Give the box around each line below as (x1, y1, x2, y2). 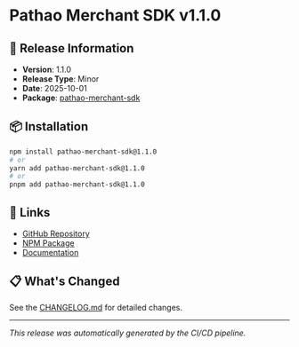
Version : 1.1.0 (21, 64, 72, 75)
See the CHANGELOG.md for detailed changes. (9, 302, 183, 312)
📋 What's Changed (9, 274, 120, 289)
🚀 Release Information (9, 41, 134, 56)
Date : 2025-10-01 (21, 83, 87, 93)
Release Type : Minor (21, 74, 100, 84)
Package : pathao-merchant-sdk (21, 92, 141, 103)
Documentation (21, 248, 79, 257)
